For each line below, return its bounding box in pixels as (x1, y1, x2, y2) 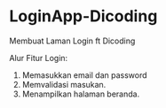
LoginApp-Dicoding (9, 6, 158, 27)
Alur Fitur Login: (9, 52, 68, 63)
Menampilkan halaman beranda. (21, 89, 140, 99)
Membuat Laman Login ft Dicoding (9, 35, 136, 46)
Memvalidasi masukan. (21, 79, 107, 89)
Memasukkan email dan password (21, 69, 148, 81)
